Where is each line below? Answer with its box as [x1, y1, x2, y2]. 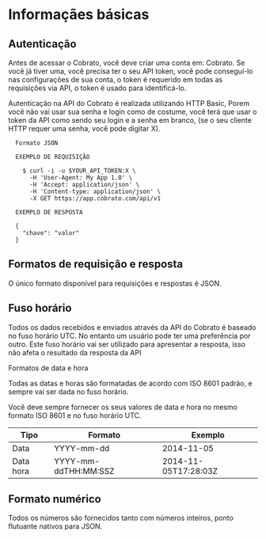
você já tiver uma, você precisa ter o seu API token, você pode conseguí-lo [8, 66, 253, 76]
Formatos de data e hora [8, 362, 89, 373]
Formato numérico [8, 492, 101, 506]
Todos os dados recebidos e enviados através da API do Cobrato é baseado [8, 322, 256, 332]
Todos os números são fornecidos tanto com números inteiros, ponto [8, 513, 234, 523]
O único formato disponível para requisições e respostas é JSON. [8, 279, 222, 288]
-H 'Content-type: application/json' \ [28, 188, 161, 195]
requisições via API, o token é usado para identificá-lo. [8, 83, 187, 93]
